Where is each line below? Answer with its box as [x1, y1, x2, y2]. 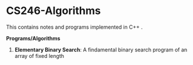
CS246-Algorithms [6, 4, 101, 18]
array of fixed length [14, 52, 65, 59]
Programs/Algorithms [6, 35, 61, 42]
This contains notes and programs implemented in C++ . [6, 23, 143, 30]
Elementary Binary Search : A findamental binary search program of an [14, 46, 188, 53]
